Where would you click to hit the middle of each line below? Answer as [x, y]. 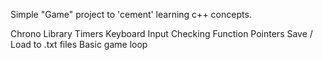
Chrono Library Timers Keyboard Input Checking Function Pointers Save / [161, 33]
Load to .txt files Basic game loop [79, 44]
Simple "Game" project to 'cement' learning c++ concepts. [131, 14]
